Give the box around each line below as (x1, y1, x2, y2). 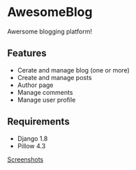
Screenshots (7, 155, 44, 164)
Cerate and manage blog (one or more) (17, 65, 130, 74)
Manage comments (17, 88, 73, 96)
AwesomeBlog (7, 4, 93, 20)
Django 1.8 (17, 134, 48, 143)
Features (7, 47, 47, 59)
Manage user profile (17, 95, 76, 104)
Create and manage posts (17, 73, 92, 82)
